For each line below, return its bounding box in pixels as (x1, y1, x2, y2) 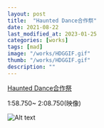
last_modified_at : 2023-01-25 (7, 30, 98, 38)
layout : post (7, 10, 46, 18)
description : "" (7, 63, 56, 70)
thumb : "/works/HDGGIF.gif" (7, 57, 91, 64)
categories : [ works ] (7, 37, 69, 44)
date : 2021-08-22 (7, 23, 59, 31)
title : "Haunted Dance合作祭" (7, 17, 98, 24)
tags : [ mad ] (7, 43, 43, 50)
